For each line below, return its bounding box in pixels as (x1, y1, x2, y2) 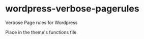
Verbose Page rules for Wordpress (5, 19, 78, 25)
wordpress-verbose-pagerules (5, 3, 139, 14)
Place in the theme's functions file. (5, 29, 78, 35)
